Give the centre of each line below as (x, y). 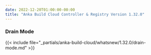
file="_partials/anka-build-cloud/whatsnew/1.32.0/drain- (88, 42)
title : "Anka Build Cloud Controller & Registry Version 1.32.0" (75, 14)
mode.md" (16, 48)
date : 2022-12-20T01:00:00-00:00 (40, 10)
